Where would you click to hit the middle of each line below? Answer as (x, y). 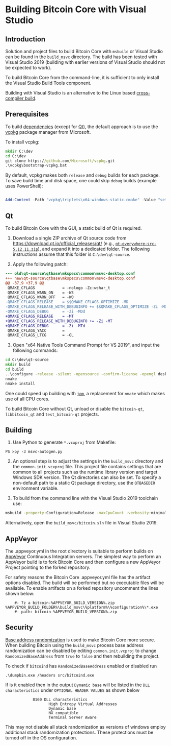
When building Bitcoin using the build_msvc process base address (75, 645)
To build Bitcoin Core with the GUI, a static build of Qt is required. (74, 228)
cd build (15, 369)
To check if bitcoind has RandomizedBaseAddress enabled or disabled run (81, 666)
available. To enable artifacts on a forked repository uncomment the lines (82, 588)
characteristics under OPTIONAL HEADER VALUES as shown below (73, 690)
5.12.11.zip (25, 249)
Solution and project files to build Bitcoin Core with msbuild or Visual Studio (84, 51)
